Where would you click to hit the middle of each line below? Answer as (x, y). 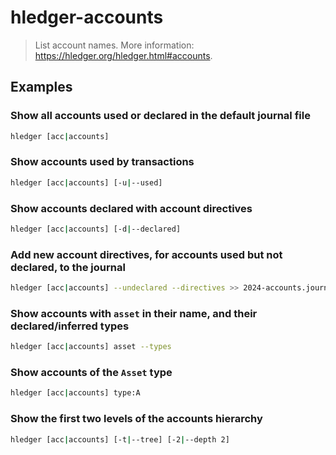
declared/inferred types (70, 326)
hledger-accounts (87, 17)
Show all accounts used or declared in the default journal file (160, 116)
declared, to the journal (68, 267)
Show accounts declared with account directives (131, 208)
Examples (41, 87)
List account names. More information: (114, 45)
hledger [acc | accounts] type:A (75, 393)
